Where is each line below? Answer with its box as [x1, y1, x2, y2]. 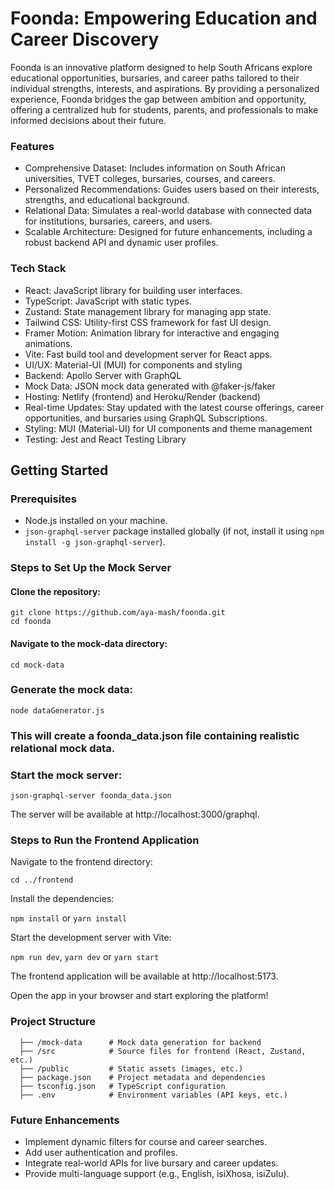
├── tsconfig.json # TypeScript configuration [19, 1081, 226, 1091]
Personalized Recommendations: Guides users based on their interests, [24, 183, 320, 196]
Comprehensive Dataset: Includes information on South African [24, 162, 286, 174]
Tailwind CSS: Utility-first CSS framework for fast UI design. [24, 316, 272, 328]
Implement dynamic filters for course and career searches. [24, 1135, 268, 1147]
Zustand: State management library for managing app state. [24, 305, 272, 317]
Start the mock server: [10, 768, 123, 782]
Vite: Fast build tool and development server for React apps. [24, 348, 273, 360]
